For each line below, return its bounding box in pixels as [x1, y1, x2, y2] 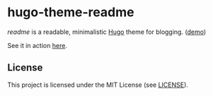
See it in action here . [7, 41, 67, 49]
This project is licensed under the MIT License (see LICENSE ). [7, 80, 189, 89]
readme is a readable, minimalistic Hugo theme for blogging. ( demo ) [7, 28, 207, 36]
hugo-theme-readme [7, 4, 134, 20]
